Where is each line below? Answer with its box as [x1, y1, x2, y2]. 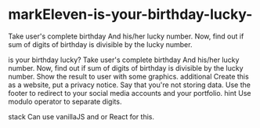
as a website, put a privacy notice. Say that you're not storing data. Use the [8, 80, 251, 90]
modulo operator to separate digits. [8, 97, 122, 106]
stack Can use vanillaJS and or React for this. [8, 112, 155, 121]
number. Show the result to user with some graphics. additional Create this [8, 71, 249, 81]
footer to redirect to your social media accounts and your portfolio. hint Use [8, 88, 251, 97]
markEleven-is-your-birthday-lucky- [8, 5, 253, 24]
